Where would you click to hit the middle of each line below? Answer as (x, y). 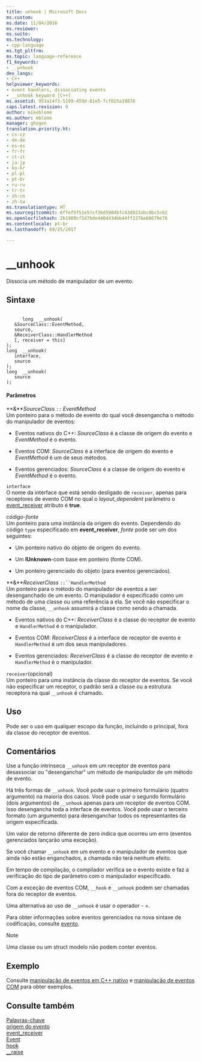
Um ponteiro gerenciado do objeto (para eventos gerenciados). (93, 570)
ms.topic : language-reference (44, 56)
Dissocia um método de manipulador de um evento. (70, 281)
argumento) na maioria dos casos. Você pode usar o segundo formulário (96, 797)
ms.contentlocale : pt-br (37, 224)
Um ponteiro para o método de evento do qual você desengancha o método (100, 415)
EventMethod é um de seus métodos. (61, 458)
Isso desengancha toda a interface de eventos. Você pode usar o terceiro (97, 809)
